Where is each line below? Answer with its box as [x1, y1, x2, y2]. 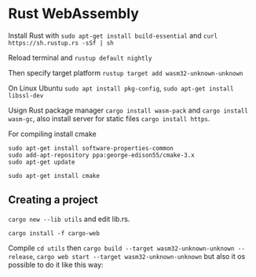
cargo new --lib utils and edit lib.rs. [8, 214, 130, 223]
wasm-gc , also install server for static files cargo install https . [8, 113, 210, 123]
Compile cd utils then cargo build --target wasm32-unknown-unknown [8, 243, 235, 253]
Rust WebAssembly [8, 5, 139, 23]
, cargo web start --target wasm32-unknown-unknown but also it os [32, 251, 246, 260]
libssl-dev [8, 91, 44, 99]
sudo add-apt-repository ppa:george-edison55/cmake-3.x [8, 151, 195, 159]
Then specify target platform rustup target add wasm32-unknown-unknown [8, 68, 243, 77]
